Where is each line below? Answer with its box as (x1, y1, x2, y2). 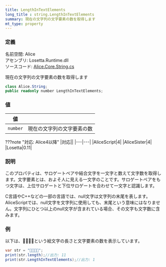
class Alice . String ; (5, 84, 48, 89)
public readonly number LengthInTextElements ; (5, 88, 103, 94)
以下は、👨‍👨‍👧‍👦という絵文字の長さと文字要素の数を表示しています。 (5, 238, 143, 244)
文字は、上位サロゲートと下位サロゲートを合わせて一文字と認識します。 (9, 183, 158, 189)
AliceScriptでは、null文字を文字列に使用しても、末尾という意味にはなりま (5, 199, 156, 205)
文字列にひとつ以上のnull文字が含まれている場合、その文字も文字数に (13, 206, 156, 212)
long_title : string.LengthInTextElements (5, 12, 94, 17)
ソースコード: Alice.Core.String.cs (5, 63, 75, 69)
